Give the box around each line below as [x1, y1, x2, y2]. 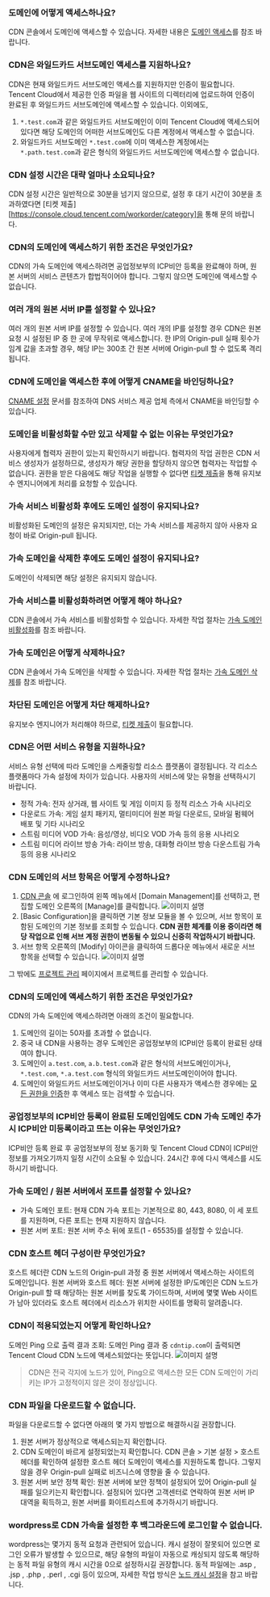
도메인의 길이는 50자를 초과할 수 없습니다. [19, 1028, 152, 1038]
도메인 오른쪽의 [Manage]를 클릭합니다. [35, 901, 160, 911]
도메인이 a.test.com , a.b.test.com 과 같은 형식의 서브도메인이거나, [19, 1059, 231, 1068]
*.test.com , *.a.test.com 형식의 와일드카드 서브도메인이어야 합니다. [19, 1068, 238, 1078]
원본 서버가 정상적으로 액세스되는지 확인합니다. [19, 1436, 168, 1446]
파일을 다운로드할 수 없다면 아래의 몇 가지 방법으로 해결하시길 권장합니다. [8, 1419, 236, 1429]
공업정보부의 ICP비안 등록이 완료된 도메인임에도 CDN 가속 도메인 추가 [8, 1111, 262, 1123]
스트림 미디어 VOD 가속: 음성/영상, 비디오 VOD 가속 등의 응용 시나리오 [19, 828, 240, 838]
